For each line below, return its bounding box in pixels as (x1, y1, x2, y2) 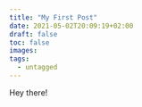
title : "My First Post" (9, 12, 98, 22)
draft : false (9, 29, 58, 38)
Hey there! (9, 86, 48, 98)
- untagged (17, 63, 58, 72)
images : (9, 46, 38, 55)
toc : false (9, 37, 50, 47)
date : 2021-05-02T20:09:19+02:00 (9, 21, 134, 30)
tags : (9, 54, 29, 63)
